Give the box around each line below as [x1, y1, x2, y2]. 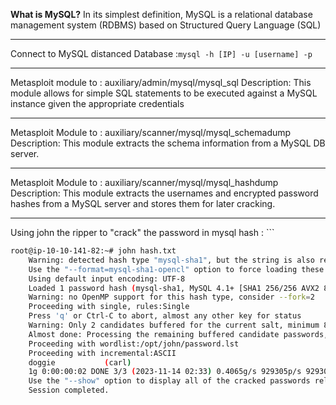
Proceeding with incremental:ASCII [28, 348, 177, 358]
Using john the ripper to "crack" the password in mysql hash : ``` [10, 227, 275, 238]
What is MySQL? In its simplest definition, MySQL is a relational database [10, 9, 313, 20]
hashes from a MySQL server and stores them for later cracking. [10, 198, 276, 209]
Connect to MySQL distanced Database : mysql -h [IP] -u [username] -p [10, 48, 313, 59]
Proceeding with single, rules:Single [28, 302, 190, 312]
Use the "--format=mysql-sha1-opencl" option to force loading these [28, 264, 325, 274]
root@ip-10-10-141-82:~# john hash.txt [10, 246, 177, 256]
